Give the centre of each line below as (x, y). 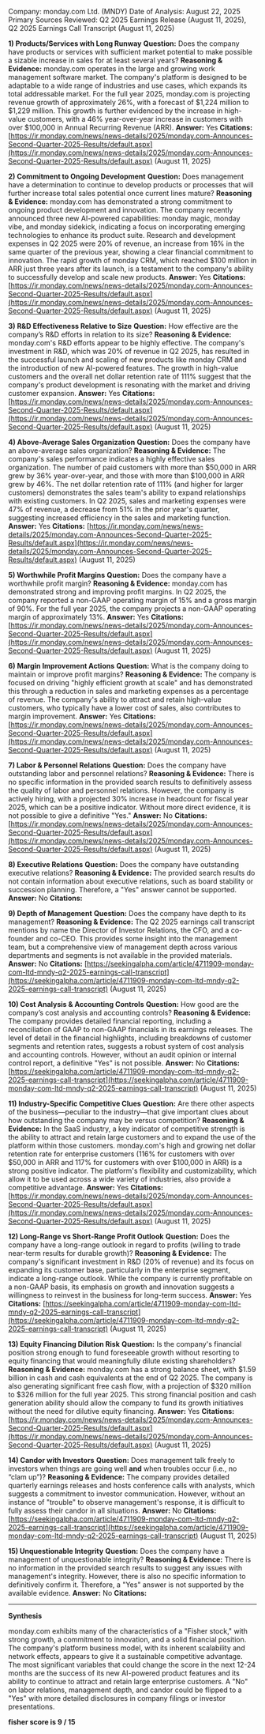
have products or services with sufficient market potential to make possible (130, 52)
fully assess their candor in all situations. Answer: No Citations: (112, 1510)
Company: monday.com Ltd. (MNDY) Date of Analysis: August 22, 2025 (124, 11)
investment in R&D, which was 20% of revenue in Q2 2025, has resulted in (129, 351)
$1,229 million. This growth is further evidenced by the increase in (116, 111)
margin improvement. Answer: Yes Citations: (82, 716)
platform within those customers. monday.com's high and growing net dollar (132, 1146)
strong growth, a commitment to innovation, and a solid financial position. (127, 1640)
